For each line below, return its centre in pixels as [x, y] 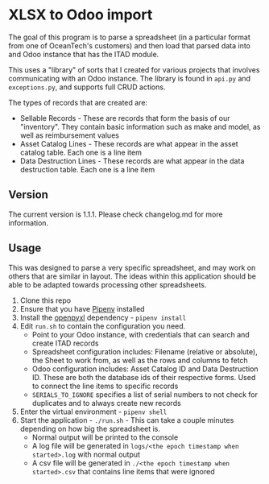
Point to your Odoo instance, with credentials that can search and [141, 334]
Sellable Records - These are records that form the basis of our [125, 118]
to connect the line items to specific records [105, 386]
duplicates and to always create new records [106, 403]
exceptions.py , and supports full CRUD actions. [87, 87]
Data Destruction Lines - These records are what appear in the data [132, 161]
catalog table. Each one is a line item [81, 152]
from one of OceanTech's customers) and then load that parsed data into [130, 45]
